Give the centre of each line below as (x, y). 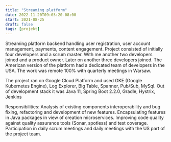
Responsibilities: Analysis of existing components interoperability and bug (83, 107)
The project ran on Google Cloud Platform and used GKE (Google (74, 81)
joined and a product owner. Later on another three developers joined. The (84, 60)
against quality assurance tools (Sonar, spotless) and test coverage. (77, 123)
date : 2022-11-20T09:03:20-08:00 (41, 15)
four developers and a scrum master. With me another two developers (79, 55)
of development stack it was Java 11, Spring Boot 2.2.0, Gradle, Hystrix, (80, 91)
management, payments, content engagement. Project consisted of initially (84, 49)
